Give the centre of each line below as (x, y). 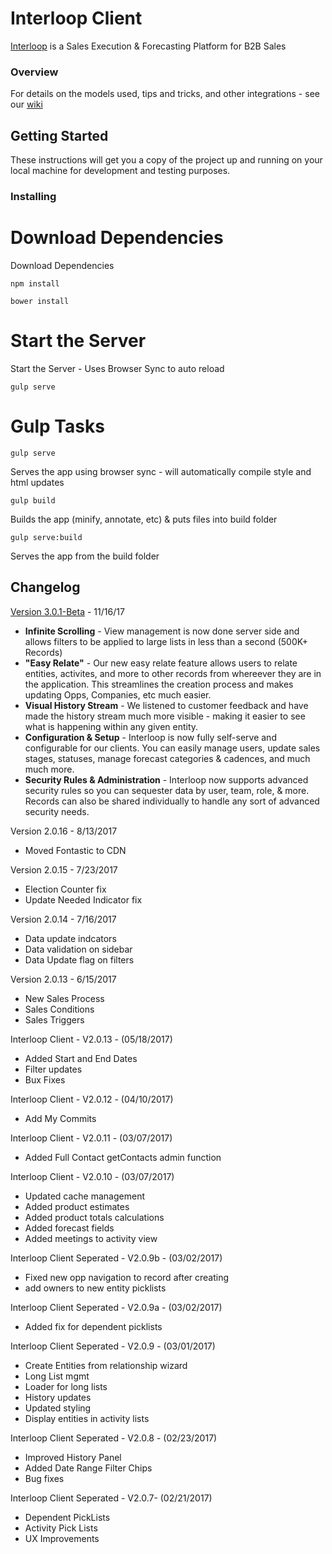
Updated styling (58, 1408)
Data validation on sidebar (78, 949)
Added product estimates (77, 1206)
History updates (58, 1397)
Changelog (45, 587)
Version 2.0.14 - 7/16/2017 (63, 919)
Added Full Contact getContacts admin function (123, 1157)
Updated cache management (84, 1196)
